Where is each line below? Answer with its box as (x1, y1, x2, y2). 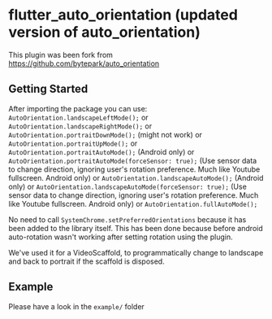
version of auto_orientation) (8, 23, 201, 42)
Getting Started (8, 82, 89, 96)
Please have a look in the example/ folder (8, 301, 145, 311)
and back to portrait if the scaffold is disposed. (8, 256, 165, 266)
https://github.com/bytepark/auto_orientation (8, 59, 160, 68)
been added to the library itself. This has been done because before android (8, 223, 264, 233)
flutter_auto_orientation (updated (8, 6, 238, 24)
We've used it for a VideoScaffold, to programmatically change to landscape (8, 247, 264, 257)
